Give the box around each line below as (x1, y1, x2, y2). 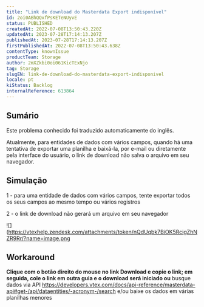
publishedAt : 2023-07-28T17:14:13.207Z (6, 37, 107, 43)
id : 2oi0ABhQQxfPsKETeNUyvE (6, 15, 78, 21)
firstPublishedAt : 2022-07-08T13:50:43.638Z (6, 43, 121, 49)
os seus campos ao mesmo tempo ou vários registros (6, 198, 141, 205)
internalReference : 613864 (6, 88, 75, 94)
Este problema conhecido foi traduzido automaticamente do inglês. (6, 126, 174, 134)
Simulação (6, 176, 47, 186)
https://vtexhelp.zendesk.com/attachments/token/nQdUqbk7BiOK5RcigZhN (8, 228, 198, 235)
